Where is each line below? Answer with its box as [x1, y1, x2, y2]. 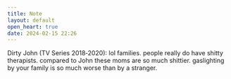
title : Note [7, 10, 42, 17]
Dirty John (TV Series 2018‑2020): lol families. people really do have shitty [7, 49, 224, 57]
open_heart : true [7, 23, 58, 30]
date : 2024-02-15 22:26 [7, 29, 77, 37]
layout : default [7, 17, 55, 24]
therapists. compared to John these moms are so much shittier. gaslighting [7, 57, 225, 65]
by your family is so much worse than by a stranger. [7, 64, 158, 72]
